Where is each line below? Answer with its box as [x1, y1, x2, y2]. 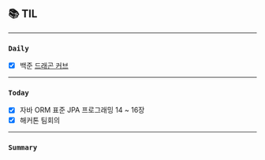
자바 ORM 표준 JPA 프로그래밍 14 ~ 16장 [19, 106, 145, 115]
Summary [8, 143, 38, 152]
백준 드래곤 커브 [19, 61, 69, 70]
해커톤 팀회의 [19, 115, 61, 125]
